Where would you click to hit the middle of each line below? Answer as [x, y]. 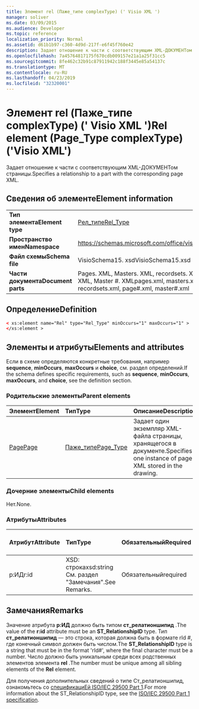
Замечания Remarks [45, 611]
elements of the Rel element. [41, 669]
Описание [148, 411]
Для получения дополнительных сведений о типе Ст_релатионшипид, [95, 680]
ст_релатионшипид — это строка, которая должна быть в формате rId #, [99, 638]
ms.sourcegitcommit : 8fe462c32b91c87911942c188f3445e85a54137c [86, 61]
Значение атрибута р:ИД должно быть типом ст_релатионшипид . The [96, 625]
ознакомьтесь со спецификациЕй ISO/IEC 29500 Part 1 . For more [86, 687]
